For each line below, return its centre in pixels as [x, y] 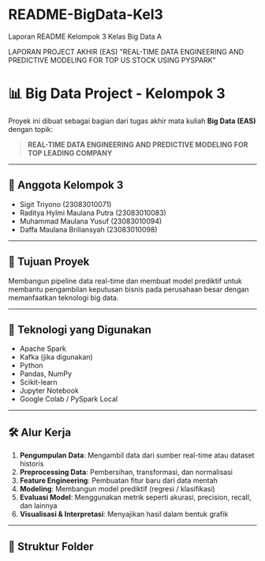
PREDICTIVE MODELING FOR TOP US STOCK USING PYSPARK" [112, 60]
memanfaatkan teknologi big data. [63, 297]
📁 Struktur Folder [51, 546]
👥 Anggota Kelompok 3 [66, 185]
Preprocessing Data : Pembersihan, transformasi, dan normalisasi [126, 473]
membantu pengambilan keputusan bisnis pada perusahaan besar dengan [129, 289]
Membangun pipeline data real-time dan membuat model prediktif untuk [125, 280]
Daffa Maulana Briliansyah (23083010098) [88, 229]
